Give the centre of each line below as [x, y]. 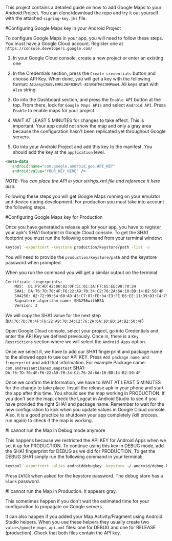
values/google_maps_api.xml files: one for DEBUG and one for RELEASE [81, 527]
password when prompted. [34, 262]
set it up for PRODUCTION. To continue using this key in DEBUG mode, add [85, 446]
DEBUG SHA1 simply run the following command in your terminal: [74, 456]
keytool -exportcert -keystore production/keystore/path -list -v [78, 247]
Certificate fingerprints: [34, 282]
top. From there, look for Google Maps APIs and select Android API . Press [89, 105]
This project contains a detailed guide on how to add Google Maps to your [83, 7]
